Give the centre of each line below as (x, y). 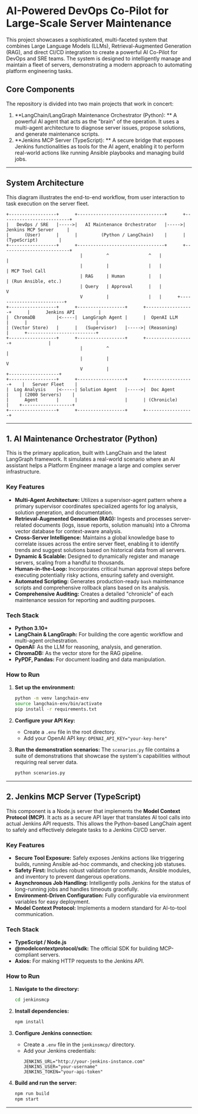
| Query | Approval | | (121, 286)
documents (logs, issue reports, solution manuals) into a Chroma (112, 525)
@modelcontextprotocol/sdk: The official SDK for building (87, 948)
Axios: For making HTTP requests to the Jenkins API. (79, 961)
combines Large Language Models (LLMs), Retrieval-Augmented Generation (99, 46)
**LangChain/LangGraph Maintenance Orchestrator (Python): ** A (96, 115)
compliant (27, 955)
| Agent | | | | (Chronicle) (92, 400)
